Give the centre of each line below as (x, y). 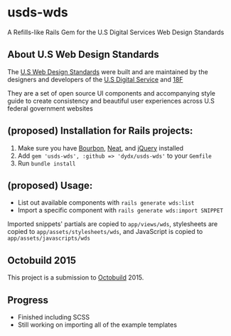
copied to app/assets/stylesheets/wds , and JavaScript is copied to (105, 232)
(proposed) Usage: (50, 185)
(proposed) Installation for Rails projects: (100, 131)
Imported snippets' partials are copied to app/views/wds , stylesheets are (113, 224)
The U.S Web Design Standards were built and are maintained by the (108, 71)
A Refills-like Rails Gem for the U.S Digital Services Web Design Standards (116, 32)
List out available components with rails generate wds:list (106, 203)
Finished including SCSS (54, 317)
